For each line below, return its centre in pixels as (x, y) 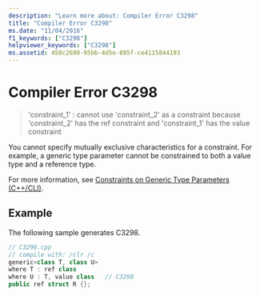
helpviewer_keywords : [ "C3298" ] (62, 46)
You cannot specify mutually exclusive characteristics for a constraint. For (130, 147)
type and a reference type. (52, 164)
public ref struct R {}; (50, 285)
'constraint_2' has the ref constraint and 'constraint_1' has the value (139, 123)
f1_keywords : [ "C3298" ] (48, 38)
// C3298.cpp (30, 247)
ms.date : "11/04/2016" (46, 30)
